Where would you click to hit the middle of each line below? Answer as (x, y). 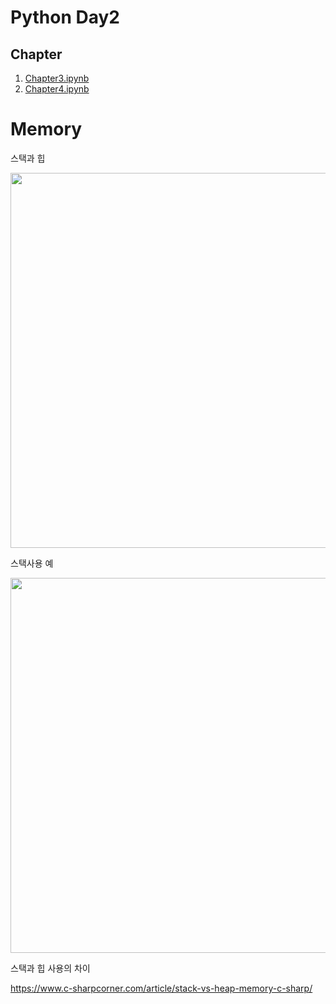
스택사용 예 (32, 563)
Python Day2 (65, 17)
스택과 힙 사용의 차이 (50, 968)
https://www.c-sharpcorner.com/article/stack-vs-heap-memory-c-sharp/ (161, 988)
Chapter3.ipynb (57, 78)
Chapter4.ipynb (57, 89)
